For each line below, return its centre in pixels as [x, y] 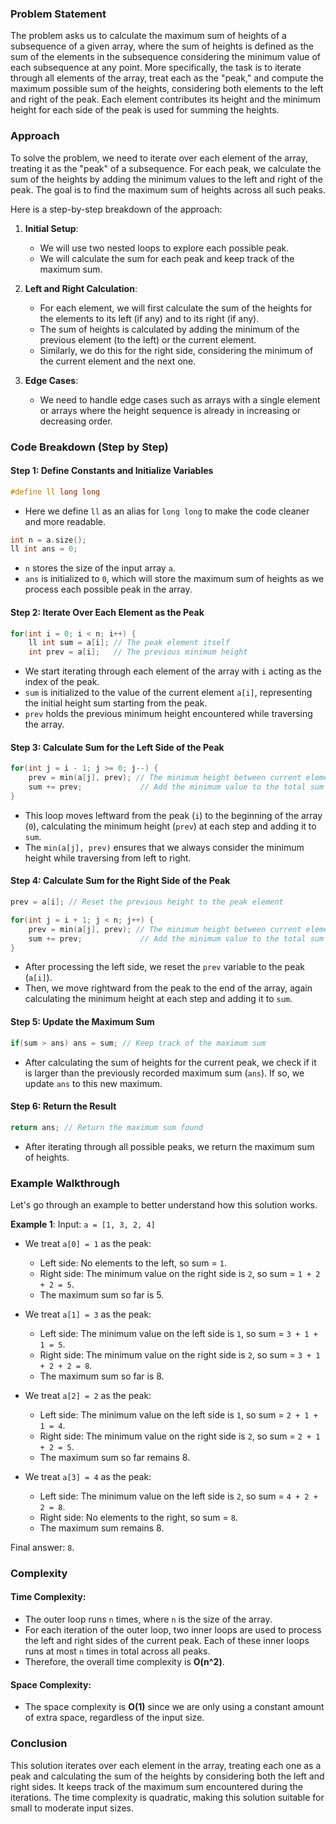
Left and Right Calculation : [81, 288]
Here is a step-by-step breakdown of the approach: [116, 209]
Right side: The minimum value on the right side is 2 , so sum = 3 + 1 [180, 1354]
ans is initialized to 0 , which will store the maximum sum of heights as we [174, 579]
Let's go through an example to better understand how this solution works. [164, 1204]
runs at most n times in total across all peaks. [117, 1651]
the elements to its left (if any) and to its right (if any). [149, 318]
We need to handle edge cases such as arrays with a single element [180, 399]
